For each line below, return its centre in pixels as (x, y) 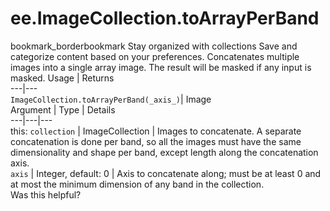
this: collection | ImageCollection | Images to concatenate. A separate (156, 131)
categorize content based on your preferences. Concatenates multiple (155, 56)
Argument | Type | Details (63, 109)
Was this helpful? (46, 194)
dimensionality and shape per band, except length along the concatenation (164, 152)
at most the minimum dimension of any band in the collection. (137, 184)
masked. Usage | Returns (62, 78)
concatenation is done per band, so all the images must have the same (156, 141)
